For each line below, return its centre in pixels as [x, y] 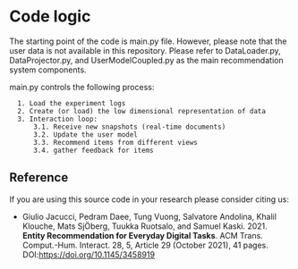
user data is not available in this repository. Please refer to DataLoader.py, [145, 50]
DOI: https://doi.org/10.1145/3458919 [88, 254]
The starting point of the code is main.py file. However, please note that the [148, 41]
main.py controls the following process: [82, 87]
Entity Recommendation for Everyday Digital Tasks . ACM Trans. [143, 235]
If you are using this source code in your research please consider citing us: [149, 199]
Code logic [50, 17]
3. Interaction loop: [58, 119]
